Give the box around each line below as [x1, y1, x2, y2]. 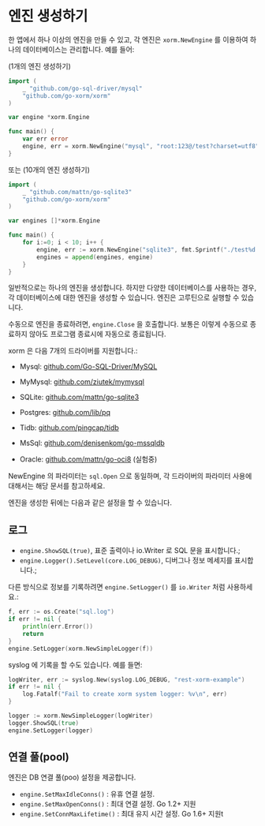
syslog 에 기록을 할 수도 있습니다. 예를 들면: [8, 660, 143, 669]
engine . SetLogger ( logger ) [8, 727, 93, 734]
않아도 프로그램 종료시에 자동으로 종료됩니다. [28, 329, 166, 339]
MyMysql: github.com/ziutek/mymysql [19, 377, 144, 387]
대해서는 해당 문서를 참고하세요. [8, 481, 106, 491]
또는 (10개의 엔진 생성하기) [8, 165, 91, 174]
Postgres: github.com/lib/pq [19, 408, 111, 417]
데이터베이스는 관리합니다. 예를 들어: [22, 44, 135, 54]
